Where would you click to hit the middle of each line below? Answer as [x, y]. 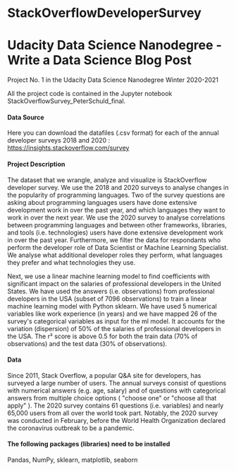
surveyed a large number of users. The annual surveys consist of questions [117, 383]
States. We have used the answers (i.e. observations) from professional [111, 291]
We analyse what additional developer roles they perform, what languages [115, 255]
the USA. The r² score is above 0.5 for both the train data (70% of [103, 336]
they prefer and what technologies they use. [72, 262]
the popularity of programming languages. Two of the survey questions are [116, 195]
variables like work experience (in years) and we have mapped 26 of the [112, 314]
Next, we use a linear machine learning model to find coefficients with [108, 276]
